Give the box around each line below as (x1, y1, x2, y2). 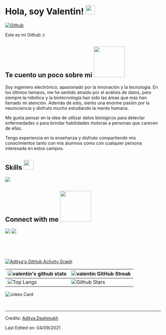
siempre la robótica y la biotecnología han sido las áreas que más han (5, 95, 147, 100)
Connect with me (5, 215, 59, 224)
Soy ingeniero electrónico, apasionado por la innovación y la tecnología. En (5, 84, 158, 90)
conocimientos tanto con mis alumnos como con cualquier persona (5, 140, 142, 146)
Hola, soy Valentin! (5, 6, 84, 17)
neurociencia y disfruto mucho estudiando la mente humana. (5, 105, 129, 111)
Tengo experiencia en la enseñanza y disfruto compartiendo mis (5, 135, 136, 141)
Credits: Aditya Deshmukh (5, 315, 58, 321)
